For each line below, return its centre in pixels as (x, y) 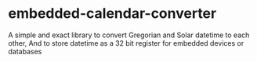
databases (25, 51)
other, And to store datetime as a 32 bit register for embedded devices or (126, 43)
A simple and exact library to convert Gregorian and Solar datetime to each (129, 35)
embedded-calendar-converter (112, 14)
